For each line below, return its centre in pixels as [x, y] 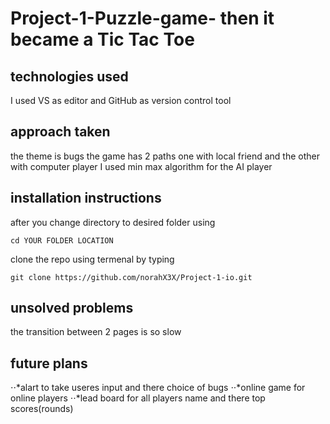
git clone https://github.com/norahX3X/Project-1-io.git [131, 277]
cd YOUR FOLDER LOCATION [62, 240]
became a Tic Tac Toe [102, 39]
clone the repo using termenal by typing [92, 259]
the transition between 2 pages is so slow [96, 332]
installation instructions [86, 198]
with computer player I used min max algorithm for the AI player [141, 166]
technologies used [69, 76]
